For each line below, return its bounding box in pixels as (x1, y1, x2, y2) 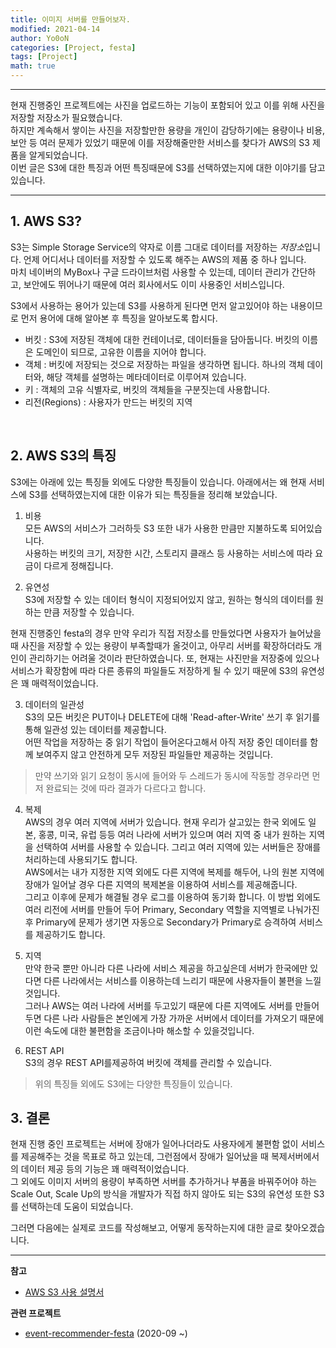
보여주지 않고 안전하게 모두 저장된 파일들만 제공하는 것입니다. (35, 748, 273, 760)
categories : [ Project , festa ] (10, 42, 137, 53)
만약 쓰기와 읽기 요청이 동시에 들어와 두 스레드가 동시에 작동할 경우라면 (34, 769, 310, 781)
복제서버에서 (270, 1151, 320, 1163)
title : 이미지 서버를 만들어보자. (10, 14, 131, 25)
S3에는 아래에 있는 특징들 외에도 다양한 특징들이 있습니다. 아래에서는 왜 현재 (10, 476, 307, 488)
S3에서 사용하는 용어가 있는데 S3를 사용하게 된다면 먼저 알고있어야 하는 (10, 299, 289, 311)
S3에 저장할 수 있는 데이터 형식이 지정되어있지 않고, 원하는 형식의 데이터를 (24, 593, 314, 605)
